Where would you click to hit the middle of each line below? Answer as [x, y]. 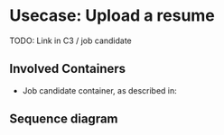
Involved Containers [68, 69]
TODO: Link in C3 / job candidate [71, 40]
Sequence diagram [64, 119]
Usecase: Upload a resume [112, 16]
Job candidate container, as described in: [100, 90]
